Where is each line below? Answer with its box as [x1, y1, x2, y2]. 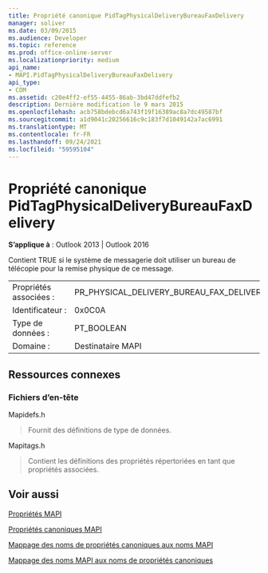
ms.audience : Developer [8, 34, 88, 42]
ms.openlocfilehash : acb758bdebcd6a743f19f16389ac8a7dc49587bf [8, 109, 223, 117]
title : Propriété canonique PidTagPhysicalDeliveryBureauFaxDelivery [8, 11, 245, 20]
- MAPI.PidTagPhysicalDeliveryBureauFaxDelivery [8, 71, 173, 79]
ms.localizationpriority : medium [8, 57, 120, 65]
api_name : [8, 64, 41, 72]
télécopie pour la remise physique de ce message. [8, 264, 174, 274]
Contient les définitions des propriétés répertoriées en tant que [27, 456, 235, 465]
